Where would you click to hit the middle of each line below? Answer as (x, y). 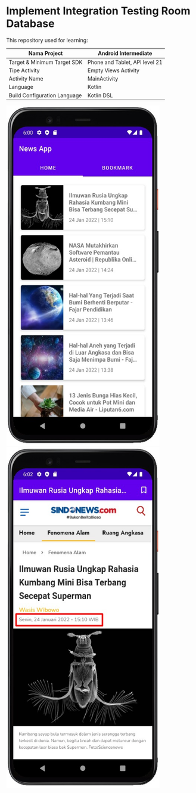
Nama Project (46, 53)
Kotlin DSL (100, 95)
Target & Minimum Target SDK (46, 62)
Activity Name (26, 79)
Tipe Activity (24, 70)
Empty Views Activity (113, 70)
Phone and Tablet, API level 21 (125, 62)
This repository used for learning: (47, 40)
